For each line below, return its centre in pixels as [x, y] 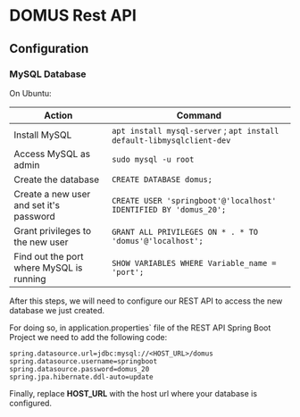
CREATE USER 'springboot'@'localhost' [194, 200]
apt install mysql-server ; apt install [195, 130]
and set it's [37, 204]
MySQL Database [48, 74]
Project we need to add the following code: [88, 337]
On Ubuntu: [30, 93]
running [30, 279]
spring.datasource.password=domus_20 [79, 369]
